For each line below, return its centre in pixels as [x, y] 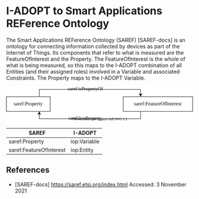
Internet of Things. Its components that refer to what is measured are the [95, 52]
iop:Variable [85, 141]
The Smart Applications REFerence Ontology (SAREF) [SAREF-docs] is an [96, 40]
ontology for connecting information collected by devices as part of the [93, 46]
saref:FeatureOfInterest [37, 150]
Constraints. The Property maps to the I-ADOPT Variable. [76, 78]
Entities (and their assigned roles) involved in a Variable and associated [93, 71]
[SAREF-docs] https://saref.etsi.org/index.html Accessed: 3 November [100, 184]
